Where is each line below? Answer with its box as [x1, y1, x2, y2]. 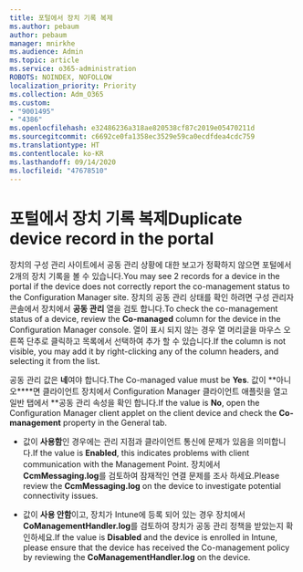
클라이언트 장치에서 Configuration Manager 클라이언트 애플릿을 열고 [42, 386, 288, 397]
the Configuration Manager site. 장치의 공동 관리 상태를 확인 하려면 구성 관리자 [9, 292, 295, 303]
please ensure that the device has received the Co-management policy [22, 542, 290, 553]
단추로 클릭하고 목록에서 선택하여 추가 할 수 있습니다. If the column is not [26, 336, 286, 347]
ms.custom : [9, 98, 51, 108]
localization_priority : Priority [9, 81, 137, 90]
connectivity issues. [22, 490, 99, 502]
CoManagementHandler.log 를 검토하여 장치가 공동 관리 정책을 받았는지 [22, 521, 285, 532]
